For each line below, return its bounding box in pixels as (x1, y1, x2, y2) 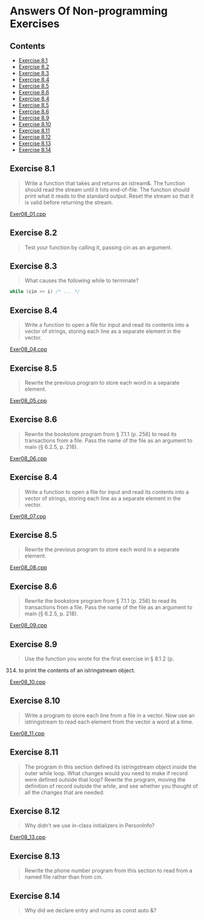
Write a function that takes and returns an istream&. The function (24, 179, 185, 187)
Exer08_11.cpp (10, 730, 45, 737)
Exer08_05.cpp (10, 397, 47, 404)
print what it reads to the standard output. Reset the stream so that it (24, 192, 194, 200)
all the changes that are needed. (24, 788, 104, 796)
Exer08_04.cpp (10, 346, 47, 353)
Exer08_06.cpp (10, 455, 47, 462)
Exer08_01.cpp (10, 210, 47, 218)
